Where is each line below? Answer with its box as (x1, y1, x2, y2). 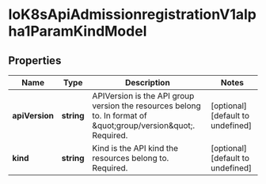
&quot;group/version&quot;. (92, 120, 196, 131)
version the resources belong (92, 100, 202, 111)
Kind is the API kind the (92, 143, 179, 153)
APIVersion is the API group (92, 91, 195, 101)
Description (125, 77, 170, 88)
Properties (8, 54, 62, 67)
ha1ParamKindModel (8, 22, 147, 40)
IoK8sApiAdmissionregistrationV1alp (8, 6, 257, 24)
